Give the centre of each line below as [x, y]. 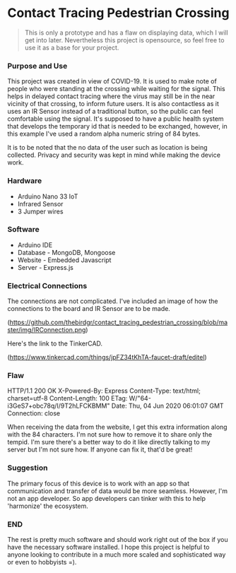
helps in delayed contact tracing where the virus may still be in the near [111, 96]
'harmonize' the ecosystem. [48, 506]
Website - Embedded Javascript [64, 260]
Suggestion [28, 468]
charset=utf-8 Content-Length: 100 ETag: [67, 398]
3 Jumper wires [40, 211]
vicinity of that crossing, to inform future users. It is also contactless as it [113, 104]
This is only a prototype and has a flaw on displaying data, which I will [126, 33]
